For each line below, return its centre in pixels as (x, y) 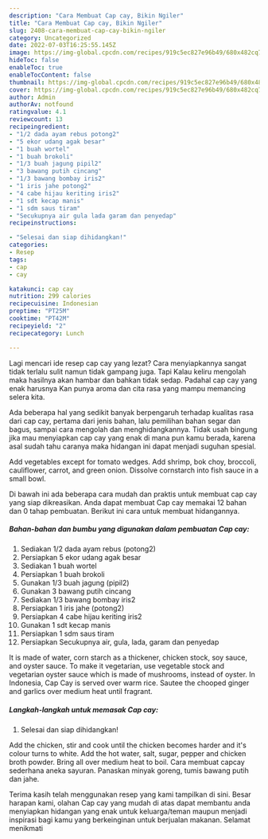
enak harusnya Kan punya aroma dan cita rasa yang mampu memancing (127, 388)
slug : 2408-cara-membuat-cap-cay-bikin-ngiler (87, 30)
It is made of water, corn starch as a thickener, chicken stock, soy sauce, (128, 657)
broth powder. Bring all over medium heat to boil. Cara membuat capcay (127, 763)
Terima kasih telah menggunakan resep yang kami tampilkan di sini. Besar (130, 794)
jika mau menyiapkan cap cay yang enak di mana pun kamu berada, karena (132, 437)
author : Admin (33, 97)
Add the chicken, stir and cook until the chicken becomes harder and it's (128, 745)
